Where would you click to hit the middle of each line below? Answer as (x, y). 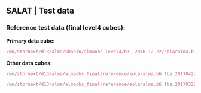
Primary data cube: (31, 41)
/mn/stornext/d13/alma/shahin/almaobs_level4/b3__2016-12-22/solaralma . (99, 52)
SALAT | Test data (40, 11)
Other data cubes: (29, 63)
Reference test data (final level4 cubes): (66, 28)
